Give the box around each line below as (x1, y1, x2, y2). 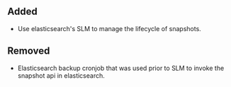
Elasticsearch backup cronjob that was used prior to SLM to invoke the (17, 64, 225, 72)
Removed (7, 45, 50, 57)
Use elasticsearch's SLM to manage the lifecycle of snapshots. (17, 24, 202, 33)
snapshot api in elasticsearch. (17, 71, 105, 80)
